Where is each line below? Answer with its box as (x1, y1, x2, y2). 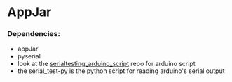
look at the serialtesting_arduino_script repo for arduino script (17, 60, 196, 68)
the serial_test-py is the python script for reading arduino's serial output (17, 67, 226, 75)
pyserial (17, 52, 41, 60)
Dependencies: (7, 29, 61, 39)
